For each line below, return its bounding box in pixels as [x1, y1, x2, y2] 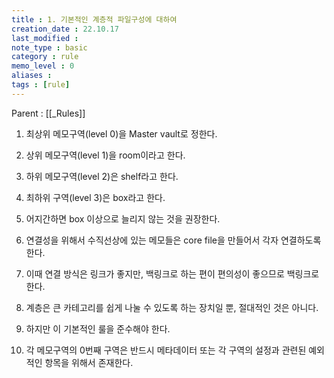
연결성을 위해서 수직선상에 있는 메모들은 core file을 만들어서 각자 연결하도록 [25, 234, 322, 246]
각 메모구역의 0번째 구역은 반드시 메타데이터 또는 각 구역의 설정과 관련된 [25, 344, 307, 356]
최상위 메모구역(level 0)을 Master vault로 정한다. [25, 127, 218, 140]
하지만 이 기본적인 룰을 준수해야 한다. [25, 322, 171, 335]
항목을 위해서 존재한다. [44, 356, 134, 368]
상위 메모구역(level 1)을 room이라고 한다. [25, 149, 186, 161]
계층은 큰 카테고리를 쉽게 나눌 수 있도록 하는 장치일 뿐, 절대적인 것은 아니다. [25, 301, 319, 313]
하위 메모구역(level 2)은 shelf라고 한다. [25, 170, 179, 182]
